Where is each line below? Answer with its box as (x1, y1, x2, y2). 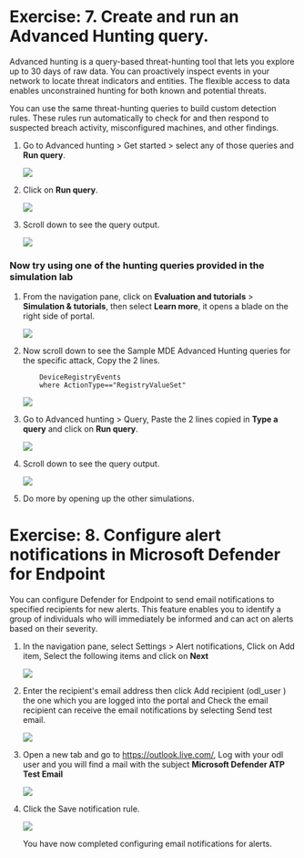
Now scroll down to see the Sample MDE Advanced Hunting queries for (22, 345, 291, 357)
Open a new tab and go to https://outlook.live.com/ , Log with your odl (22, 749, 284, 760)
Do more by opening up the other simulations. (22, 493, 195, 504)
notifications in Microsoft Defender (9, 545, 280, 565)
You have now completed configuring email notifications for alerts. (22, 838, 273, 850)
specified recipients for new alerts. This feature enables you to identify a (9, 604, 282, 615)
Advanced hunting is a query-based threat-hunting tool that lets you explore (9, 56, 295, 67)
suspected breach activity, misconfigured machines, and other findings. (9, 121, 279, 133)
